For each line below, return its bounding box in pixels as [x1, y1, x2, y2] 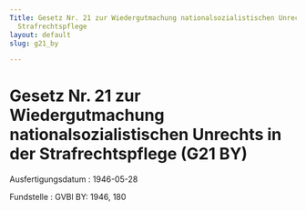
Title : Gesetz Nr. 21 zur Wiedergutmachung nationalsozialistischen [9, 13, 275, 23]
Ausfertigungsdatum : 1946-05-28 [9, 174, 138, 185]
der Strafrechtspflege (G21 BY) [9, 144, 248, 165]
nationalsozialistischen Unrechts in [9, 125, 282, 146]
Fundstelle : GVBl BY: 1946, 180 [9, 192, 127, 203]
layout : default [9, 30, 71, 39]
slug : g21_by [9, 38, 59, 48]
